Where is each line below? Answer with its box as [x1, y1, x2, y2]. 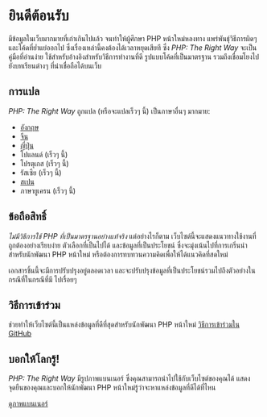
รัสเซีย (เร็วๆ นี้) [19, 168, 62, 177]
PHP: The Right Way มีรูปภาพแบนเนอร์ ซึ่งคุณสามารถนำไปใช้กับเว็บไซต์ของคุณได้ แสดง [8, 373, 251, 383]
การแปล [8, 85, 40, 98]
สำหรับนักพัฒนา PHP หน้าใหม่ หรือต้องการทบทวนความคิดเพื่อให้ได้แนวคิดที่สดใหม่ [8, 249, 228, 259]
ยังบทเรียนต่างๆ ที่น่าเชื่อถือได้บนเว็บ [8, 60, 102, 70]
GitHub [8, 329, 32, 339]
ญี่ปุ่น [19, 140, 35, 150]
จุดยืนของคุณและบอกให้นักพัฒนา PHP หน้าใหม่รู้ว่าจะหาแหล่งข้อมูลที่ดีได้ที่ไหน [8, 382, 216, 393]
